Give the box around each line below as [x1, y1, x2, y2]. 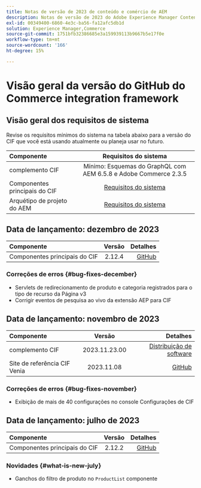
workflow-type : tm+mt [6, 37, 60, 43]
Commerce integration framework [6, 91, 179, 105]
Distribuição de [149, 342, 192, 350]
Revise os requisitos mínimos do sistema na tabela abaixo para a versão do [6, 131, 191, 138]
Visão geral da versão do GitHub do [6, 79, 185, 92]
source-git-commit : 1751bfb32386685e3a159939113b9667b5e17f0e [6, 31, 165, 37]
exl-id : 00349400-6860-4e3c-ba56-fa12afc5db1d [6, 20, 124, 26]
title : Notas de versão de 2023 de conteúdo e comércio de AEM [6, 8, 167, 15]
